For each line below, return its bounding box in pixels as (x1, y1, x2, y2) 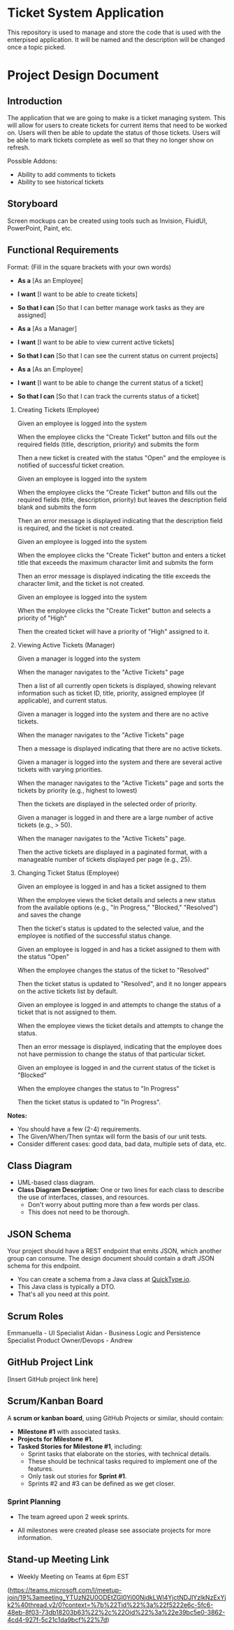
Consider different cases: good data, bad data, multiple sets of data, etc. (17, 1140, 227, 1148)
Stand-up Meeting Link (7, 1554, 110, 1566)
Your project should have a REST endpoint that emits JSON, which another (7, 1247, 222, 1255)
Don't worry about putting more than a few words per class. (27, 1201, 200, 1209)
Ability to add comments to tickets (17, 170, 116, 179)
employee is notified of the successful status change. (17, 931, 172, 940)
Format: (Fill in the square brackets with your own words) (7, 263, 172, 271)
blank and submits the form (17, 503, 96, 511)
